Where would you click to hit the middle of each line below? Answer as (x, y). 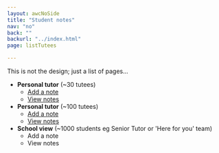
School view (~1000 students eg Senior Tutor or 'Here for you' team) (115, 129)
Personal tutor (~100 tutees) (58, 106)
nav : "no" (21, 26)
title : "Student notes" (41, 20)
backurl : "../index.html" (44, 39)
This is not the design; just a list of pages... (68, 71)
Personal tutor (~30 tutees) (56, 84)
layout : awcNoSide (33, 13)
